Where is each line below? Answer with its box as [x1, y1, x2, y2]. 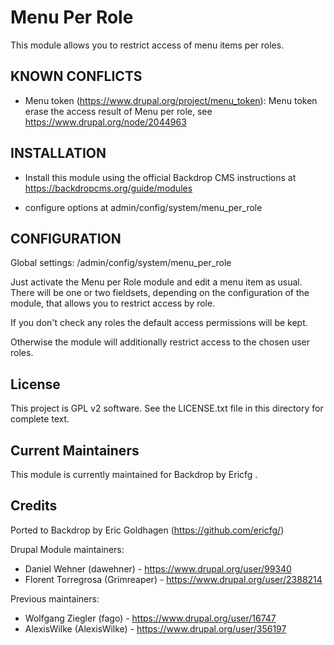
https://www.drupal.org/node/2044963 [24, 116, 187, 128]
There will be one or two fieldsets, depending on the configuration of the [10, 287, 310, 299]
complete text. [10, 413, 70, 425]
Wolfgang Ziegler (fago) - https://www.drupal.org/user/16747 [24, 612, 277, 624]
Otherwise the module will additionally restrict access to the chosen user [10, 336, 311, 348]
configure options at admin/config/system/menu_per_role [24, 201, 263, 213]
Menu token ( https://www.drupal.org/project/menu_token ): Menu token [24, 94, 318, 106]
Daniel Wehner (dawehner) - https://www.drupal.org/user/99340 [24, 562, 292, 575]
